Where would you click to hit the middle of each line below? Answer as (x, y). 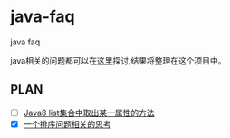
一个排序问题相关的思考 (67, 123)
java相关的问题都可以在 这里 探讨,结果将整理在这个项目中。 (118, 60)
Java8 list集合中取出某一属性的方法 (89, 113)
